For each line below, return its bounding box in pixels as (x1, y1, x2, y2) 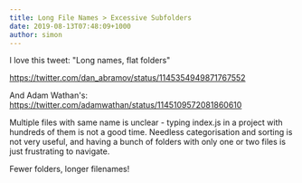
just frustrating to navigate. (9, 146, 110, 157)
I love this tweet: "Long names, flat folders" (9, 55, 171, 66)
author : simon (9, 30, 63, 39)
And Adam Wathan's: (9, 90, 89, 101)
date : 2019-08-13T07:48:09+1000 (9, 22, 131, 31)
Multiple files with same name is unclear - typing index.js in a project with (9, 117, 283, 128)
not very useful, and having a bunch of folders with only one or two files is (9, 137, 287, 148)
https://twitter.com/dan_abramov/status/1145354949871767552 (9, 72, 246, 83)
